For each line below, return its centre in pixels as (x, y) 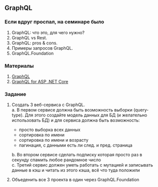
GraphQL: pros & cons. (35, 43)
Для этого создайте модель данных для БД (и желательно (86, 115)
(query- (141, 110)
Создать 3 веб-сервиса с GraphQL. (48, 105)
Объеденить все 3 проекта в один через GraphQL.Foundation (75, 180)
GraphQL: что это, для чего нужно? (48, 32)
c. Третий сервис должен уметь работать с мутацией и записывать (82, 165)
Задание (15, 94)
